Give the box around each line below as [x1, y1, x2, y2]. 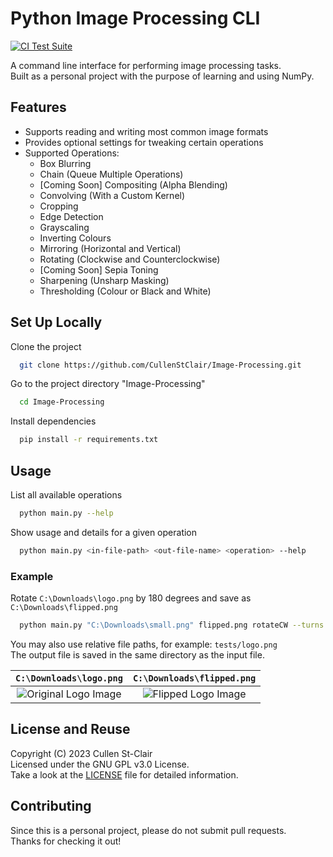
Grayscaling [39, 221, 90, 233]
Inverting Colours [39, 232, 112, 244]
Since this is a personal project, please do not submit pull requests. [10, 824, 287, 836]
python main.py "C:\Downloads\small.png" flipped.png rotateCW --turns [19, 620, 325, 631]
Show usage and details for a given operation [10, 526, 198, 538]
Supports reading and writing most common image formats [24, 125, 269, 137]
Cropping [39, 200, 79, 212]
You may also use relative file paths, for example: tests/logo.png [10, 638, 278, 650]
